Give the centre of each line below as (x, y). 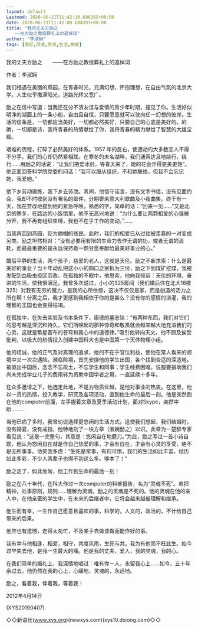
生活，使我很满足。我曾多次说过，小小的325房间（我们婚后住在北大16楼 (104, 283)
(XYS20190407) (26, 607)
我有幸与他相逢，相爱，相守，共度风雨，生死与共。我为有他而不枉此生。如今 (99, 543)
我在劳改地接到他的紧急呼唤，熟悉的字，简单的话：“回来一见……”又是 (100, 206)
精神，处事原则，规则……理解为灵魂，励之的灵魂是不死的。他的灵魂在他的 (96, 491)
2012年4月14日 (24, 596)
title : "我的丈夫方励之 (32, 28)
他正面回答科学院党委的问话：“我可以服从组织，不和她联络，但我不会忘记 (95, 171)
